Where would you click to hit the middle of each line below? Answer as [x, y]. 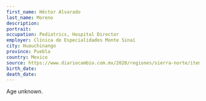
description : [23, 23]
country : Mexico [27, 57]
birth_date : [21, 68]
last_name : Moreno [30, 18]
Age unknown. [25, 91]
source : [16, 63]
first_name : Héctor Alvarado [44, 12]
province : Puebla [29, 52]
